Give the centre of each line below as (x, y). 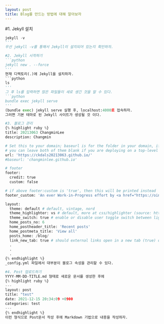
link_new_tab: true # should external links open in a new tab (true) (83, 240)
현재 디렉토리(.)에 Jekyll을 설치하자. (40, 74)
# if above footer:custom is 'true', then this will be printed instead (81, 191)
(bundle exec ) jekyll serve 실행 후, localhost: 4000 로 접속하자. (69, 110)
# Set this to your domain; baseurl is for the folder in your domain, (79, 146)
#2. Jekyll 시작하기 (24, 56)
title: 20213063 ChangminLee (35, 133)
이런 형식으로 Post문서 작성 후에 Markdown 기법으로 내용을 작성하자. (66, 317)
